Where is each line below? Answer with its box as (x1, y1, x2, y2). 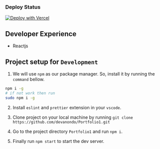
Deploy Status (5, 4, 41, 11)
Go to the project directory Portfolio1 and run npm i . (12, 128, 123, 134)
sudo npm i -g (5, 95, 35, 100)
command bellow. (12, 76, 44, 82)
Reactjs (12, 43, 29, 49)
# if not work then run (5, 91, 56, 96)
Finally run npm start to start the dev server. (12, 138, 104, 144)
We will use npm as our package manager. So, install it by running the (12, 70, 155, 77)
